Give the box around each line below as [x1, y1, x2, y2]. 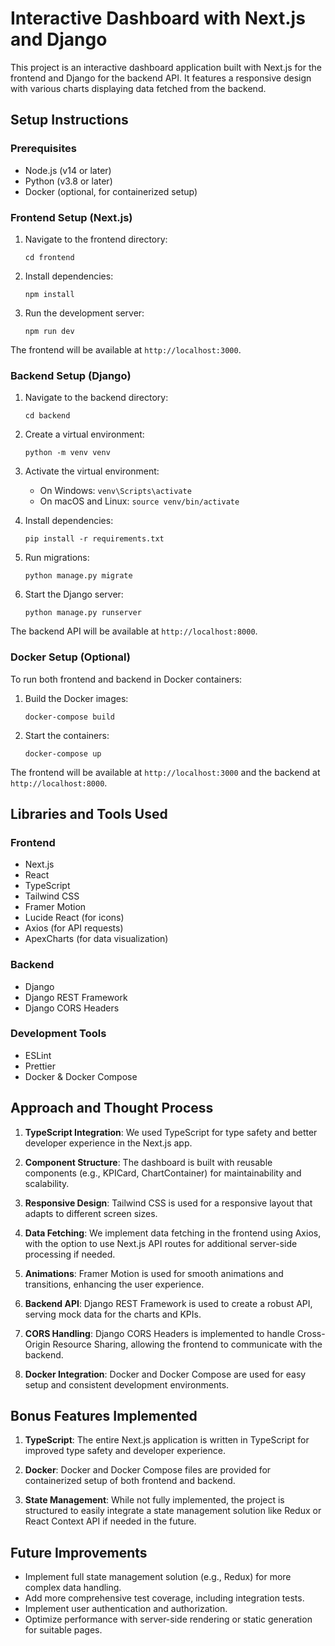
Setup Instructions [10, 112, 129, 129]
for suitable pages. [24, 1624, 103, 1636]
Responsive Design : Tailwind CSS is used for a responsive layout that [24, 1197, 313, 1209]
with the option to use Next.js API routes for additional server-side [24, 1237, 298, 1249]
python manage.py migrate [24, 571, 133, 581]
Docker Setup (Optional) [10, 650, 131, 664]
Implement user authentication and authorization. [24, 1603, 228, 1615]
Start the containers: [24, 729, 110, 741]
